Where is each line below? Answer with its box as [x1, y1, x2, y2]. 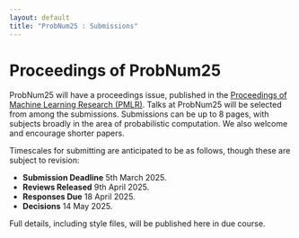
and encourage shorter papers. [9, 128, 125, 139]
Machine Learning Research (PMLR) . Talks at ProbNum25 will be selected [9, 100, 283, 110]
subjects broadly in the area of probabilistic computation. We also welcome [9, 119, 288, 129]
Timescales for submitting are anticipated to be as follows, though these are [9, 145, 291, 156]
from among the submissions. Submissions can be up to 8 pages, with [9, 109, 269, 119]
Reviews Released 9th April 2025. [22, 181, 150, 193]
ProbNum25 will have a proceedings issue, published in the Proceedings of [9, 90, 287, 101]
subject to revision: [9, 154, 80, 166]
